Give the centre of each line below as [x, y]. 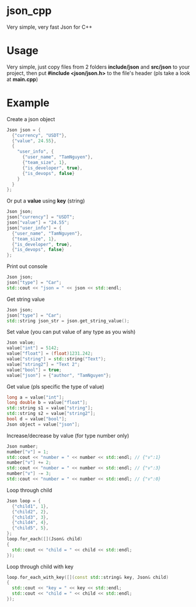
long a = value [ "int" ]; [36, 397]
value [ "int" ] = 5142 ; [33, 348]
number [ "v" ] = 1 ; [28, 452]
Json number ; [22, 446]
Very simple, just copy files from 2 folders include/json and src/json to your [98, 67]
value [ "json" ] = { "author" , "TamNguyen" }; [59, 375]
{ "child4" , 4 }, [30, 523]
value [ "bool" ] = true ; [34, 370]
